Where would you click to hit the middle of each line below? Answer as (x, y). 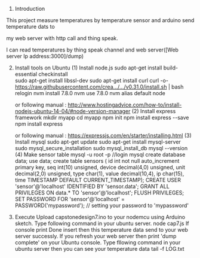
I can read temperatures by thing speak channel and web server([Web (93, 50)
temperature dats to (30, 27)
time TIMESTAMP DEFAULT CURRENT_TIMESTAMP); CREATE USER (98, 180)
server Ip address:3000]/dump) (45, 56)
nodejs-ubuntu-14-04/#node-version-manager (73, 111)
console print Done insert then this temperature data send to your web (101, 230)
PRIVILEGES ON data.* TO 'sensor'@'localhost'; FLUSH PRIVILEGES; (99, 193)
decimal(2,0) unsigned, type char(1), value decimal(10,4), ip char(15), (99, 174)
